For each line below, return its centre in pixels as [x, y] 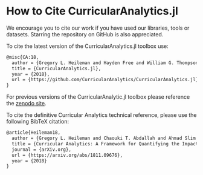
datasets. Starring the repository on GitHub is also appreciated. [85, 34]
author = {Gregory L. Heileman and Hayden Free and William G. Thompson [105, 63]
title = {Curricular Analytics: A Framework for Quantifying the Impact [105, 144]
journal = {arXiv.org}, [41, 150]
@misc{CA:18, [23, 57]
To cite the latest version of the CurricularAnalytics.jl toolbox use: [88, 46]
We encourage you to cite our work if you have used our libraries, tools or [98, 28]
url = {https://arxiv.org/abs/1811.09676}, [67, 155]
